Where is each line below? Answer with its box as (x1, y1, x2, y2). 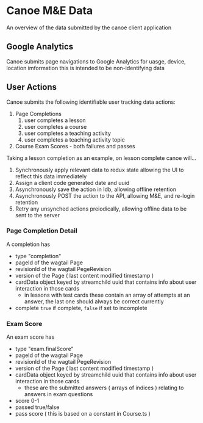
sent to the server (15, 211, 60, 219)
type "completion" (15, 252, 62, 259)
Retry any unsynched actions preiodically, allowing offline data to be (15, 205, 187, 212)
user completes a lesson (24, 117, 87, 124)
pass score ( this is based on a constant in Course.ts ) (15, 410, 151, 418)
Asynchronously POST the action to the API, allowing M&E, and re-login (15, 192, 195, 199)
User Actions (6, 82, 57, 92)
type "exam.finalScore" (15, 345, 74, 353)
